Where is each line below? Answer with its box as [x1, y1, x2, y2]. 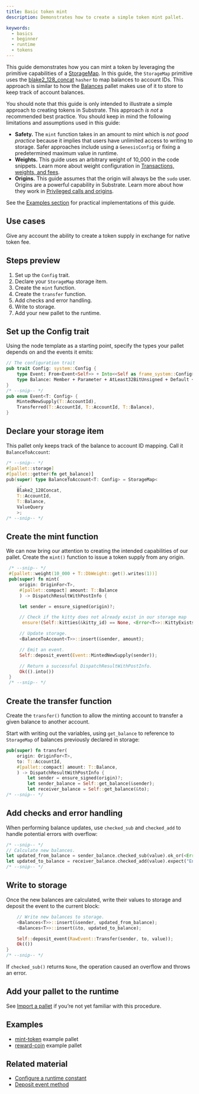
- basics [11, 30, 33, 36]
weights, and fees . [14, 168, 60, 175]
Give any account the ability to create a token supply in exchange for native [6, 232, 190, 239]
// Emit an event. [19, 646, 65, 653]
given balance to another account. [6, 718, 90, 725]
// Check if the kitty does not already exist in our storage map [19, 614, 187, 620]
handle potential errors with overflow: [6, 830, 98, 837]
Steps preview [6, 256, 60, 266]
